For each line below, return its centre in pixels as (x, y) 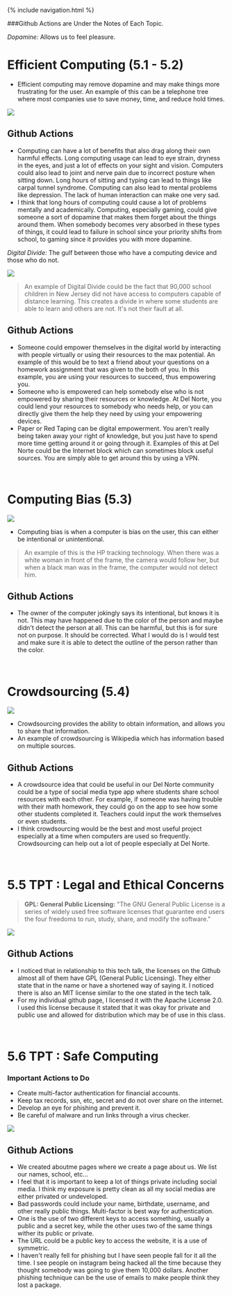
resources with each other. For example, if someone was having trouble (119, 799)
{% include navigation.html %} (51, 10)
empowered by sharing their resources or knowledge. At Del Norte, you (119, 399)
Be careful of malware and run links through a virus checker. (103, 1115)
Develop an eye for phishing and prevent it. (79, 1108)
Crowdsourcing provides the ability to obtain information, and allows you (121, 724)
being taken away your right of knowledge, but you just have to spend (117, 435)
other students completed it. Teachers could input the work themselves (119, 814)
